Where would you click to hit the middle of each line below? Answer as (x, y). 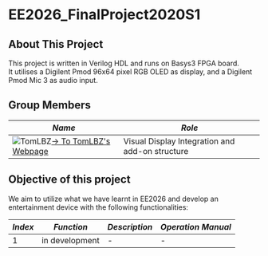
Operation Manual (196, 226)
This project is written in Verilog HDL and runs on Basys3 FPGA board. (124, 63)
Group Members (50, 105)
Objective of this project (69, 180)
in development (70, 240)
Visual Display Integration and (179, 141)
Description (130, 226)
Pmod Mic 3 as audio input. (53, 80)
